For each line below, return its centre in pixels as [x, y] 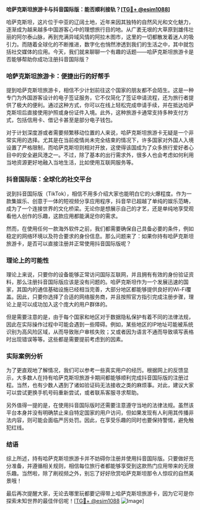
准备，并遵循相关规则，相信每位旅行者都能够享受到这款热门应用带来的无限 [102, 466]
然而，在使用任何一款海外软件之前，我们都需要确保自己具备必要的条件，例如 [100, 228]
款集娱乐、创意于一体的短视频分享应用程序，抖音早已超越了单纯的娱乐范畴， [100, 201]
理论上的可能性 [28, 260]
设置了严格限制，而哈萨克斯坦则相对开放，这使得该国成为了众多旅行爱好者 [97, 148]
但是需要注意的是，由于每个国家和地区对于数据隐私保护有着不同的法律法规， [100, 317]
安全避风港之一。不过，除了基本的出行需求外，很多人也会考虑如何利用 [108, 155]
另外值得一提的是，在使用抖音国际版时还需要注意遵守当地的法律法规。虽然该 [100, 405]
